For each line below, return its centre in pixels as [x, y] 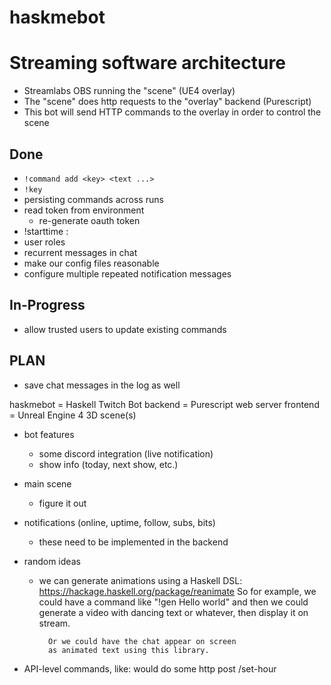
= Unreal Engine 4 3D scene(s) [73, 415]
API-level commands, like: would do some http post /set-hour [150, 668]
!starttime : [46, 231]
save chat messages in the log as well [102, 385]
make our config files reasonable [91, 263]
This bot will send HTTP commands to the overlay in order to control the [172, 112]
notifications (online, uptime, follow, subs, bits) [119, 522]
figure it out [62, 503]
